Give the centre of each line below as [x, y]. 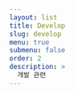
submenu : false [37, 50]
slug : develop [36, 34]
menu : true [29, 42]
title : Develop [37, 26]
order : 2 [25, 58]
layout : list [33, 17]
